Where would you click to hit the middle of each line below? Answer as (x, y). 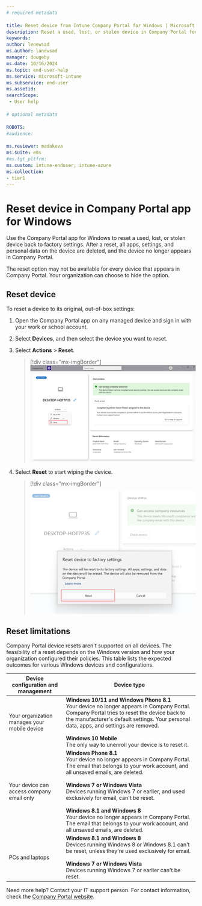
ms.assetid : (21, 89)
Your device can (29, 785)
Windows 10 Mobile (91, 738)
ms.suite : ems (24, 153)
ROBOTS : (16, 127)
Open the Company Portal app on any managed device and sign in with (103, 321)
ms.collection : (25, 172)
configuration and (35, 685)
